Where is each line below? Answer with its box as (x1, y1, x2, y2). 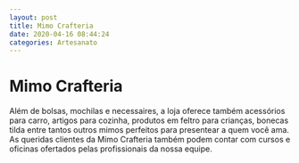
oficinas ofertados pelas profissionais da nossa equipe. (9, 143, 212, 154)
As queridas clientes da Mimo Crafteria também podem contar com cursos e (9, 134, 291, 145)
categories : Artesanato (9, 37, 98, 47)
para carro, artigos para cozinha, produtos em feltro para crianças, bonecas (9, 115, 289, 126)
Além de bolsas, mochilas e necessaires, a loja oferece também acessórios (9, 106, 286, 117)
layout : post (9, 12, 58, 22)
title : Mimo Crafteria (9, 21, 94, 30)
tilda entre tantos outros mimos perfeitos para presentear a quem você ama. (9, 125, 290, 135)
